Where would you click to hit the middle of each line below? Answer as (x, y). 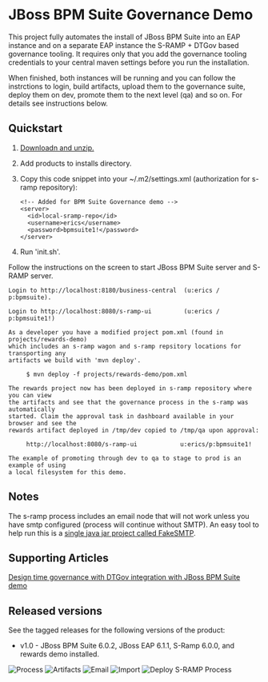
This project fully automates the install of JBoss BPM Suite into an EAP (124, 37)
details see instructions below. (58, 103)
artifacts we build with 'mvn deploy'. (75, 360)
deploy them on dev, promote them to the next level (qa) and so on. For (126, 94)
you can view (30, 395)
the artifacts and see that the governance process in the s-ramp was (128, 402)
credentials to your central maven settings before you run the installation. (129, 62)
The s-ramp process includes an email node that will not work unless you (129, 516)
